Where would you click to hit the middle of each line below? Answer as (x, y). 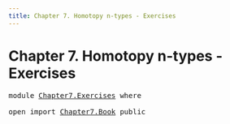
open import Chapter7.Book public (77, 111)
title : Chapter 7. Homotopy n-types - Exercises (92, 16)
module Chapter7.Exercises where (75, 95)
